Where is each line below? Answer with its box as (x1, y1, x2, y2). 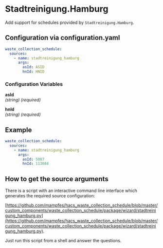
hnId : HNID (22, 69, 45, 74)
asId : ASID (22, 65, 45, 70)
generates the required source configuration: (5, 193, 95, 199)
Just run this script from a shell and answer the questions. (5, 238, 122, 244)
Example (5, 126, 32, 134)
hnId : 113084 (22, 161, 49, 166)
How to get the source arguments (5, 174, 109, 183)
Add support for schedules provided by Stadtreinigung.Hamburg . (5, 19, 134, 25)
